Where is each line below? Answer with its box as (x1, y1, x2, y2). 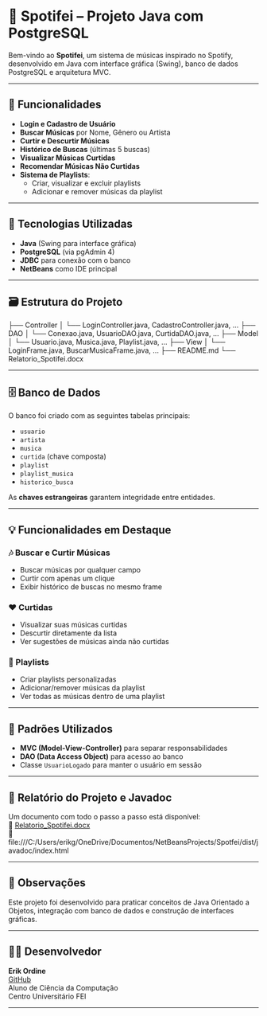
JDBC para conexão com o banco (19, 255, 131, 265)
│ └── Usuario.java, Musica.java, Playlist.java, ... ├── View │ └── (8, 338, 226, 347)
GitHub (8, 975, 32, 984)
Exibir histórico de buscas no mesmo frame (19, 581, 163, 592)
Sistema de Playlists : (19, 170, 91, 179)
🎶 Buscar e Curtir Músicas (8, 547, 110, 558)
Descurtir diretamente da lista (19, 628, 118, 638)
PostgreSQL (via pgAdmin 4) (19, 247, 115, 256)
